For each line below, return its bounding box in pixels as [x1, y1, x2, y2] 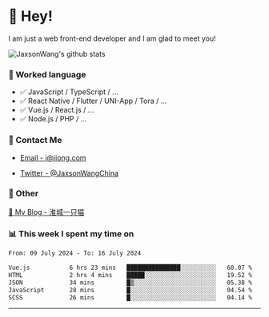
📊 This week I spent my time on [8, 228, 134, 239]
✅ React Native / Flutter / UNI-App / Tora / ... [19, 96, 167, 106]
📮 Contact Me [8, 135, 62, 146]
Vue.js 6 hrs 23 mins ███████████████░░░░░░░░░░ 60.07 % [8, 264, 252, 271]
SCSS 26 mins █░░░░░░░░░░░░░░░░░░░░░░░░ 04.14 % [8, 293, 252, 302]
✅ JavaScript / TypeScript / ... [19, 87, 118, 97]
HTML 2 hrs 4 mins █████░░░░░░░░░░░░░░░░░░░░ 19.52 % [8, 271, 252, 279]
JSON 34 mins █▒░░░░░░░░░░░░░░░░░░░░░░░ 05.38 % [8, 279, 252, 287]
